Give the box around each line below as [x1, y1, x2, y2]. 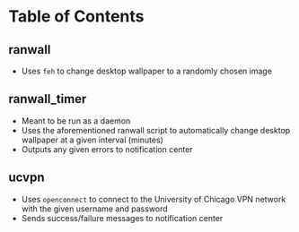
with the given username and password [21, 203, 168, 214]
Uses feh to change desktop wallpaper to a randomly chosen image [21, 65, 273, 76]
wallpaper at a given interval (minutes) [21, 134, 163, 145]
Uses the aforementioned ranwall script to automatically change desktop [21, 125, 291, 135]
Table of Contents [8, 6, 145, 27]
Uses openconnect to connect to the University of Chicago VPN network [21, 193, 286, 204]
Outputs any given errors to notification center [21, 143, 194, 154]
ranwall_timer [8, 91, 87, 107]
